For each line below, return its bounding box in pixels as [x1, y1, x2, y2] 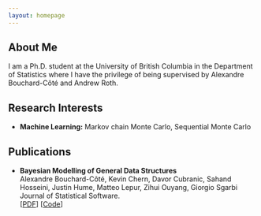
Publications [8, 145, 72, 158]
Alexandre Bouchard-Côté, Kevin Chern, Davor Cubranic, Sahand [19, 174, 232, 184]
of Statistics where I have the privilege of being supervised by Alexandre [8, 70, 244, 80]
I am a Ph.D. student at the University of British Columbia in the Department [8, 61, 254, 71]
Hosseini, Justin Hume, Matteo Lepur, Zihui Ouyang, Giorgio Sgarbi [19, 183, 238, 192]
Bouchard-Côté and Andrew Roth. [8, 78, 118, 88]
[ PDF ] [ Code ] [19, 199, 63, 209]
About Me [8, 41, 58, 54]
